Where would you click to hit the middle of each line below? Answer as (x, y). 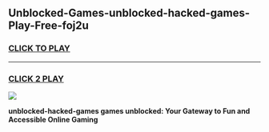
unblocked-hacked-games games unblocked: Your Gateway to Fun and (129, 110)
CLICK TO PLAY (39, 49)
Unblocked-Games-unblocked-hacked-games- (129, 13)
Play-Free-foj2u (49, 26)
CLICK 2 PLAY (36, 78)
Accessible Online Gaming (53, 119)
